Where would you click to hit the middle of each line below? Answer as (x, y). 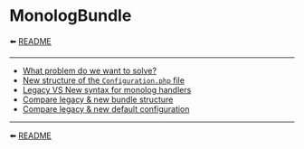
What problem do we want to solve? (89, 70)
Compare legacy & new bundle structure (98, 99)
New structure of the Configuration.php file (104, 80)
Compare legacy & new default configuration (106, 108)
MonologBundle (71, 16)
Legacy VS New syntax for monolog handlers (107, 89)
